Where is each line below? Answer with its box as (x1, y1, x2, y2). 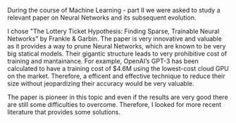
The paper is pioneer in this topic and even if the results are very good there (7, 93, 229, 101)
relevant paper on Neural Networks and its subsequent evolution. (7, 13, 197, 22)
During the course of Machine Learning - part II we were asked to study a (7, 6, 221, 14)
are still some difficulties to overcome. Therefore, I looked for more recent (7, 101, 222, 108)
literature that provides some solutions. (7, 108, 121, 116)
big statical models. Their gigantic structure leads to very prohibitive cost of (7, 49, 228, 58)
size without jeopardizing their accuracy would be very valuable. (7, 79, 195, 87)
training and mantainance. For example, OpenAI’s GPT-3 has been (7, 57, 199, 65)
